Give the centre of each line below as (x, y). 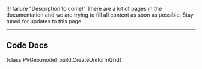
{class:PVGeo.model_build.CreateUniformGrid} (64, 59)
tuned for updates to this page (44, 21)
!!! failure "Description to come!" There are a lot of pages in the (84, 9)
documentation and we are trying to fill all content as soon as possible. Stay (100, 15)
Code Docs (27, 46)
